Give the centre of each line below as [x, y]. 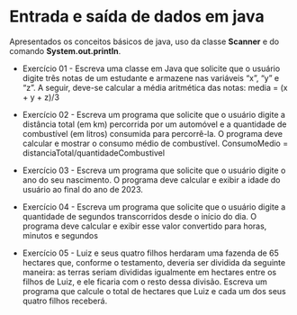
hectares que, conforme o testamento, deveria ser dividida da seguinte [154, 262]
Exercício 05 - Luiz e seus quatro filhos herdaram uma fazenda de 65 [150, 253]
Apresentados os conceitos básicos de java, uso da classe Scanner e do [144, 41]
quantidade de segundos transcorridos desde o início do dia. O [139, 216]
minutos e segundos [60, 235]
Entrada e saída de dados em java [137, 17]
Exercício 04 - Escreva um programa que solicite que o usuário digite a [154, 207]
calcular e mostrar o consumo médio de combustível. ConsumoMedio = [155, 143]
